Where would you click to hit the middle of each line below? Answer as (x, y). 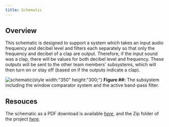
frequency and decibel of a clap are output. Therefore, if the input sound (82, 54)
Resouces (21, 101)
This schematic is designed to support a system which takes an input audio (84, 43)
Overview (21, 31)
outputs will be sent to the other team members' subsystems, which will (81, 65)
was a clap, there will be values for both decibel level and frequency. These (85, 59)
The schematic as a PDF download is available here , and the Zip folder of (82, 114)
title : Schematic (24, 10)
